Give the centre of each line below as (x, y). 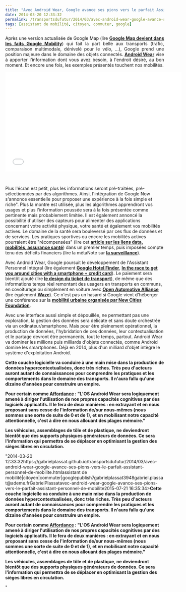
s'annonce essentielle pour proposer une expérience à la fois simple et (79, 199)
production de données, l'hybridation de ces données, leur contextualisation (84, 332)
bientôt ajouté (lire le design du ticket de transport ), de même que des (79, 279)
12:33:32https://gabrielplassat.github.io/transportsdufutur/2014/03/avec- (81, 462)
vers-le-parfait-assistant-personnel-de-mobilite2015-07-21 (67, 489)
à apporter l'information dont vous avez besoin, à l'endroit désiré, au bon (85, 60)
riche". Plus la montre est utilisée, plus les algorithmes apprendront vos (79, 204)
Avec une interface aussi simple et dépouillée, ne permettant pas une (77, 315)
